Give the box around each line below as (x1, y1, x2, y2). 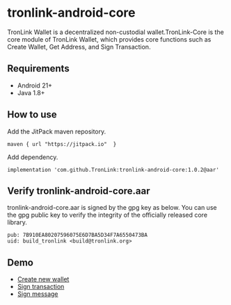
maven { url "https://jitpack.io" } (7, 140, 117, 147)
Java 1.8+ (17, 88, 45, 97)
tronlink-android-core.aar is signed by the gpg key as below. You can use (7, 204, 217, 212)
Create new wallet (17, 275, 70, 283)
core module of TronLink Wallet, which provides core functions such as (7, 35, 212, 43)
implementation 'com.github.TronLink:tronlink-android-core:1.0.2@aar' (7, 166, 219, 173)
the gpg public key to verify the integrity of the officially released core (7, 211, 207, 220)
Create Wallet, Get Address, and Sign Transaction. (7, 42, 151, 51)
